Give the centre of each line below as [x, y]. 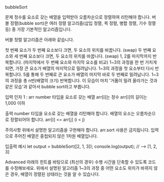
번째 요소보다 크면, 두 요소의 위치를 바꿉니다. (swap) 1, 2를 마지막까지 [85, 56]
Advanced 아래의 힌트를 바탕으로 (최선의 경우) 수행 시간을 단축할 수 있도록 [76, 162]
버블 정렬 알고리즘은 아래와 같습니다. [40, 40]
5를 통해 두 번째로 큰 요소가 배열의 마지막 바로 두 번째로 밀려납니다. [87, 74]
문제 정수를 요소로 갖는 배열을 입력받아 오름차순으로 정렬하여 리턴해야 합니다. [78, 17]
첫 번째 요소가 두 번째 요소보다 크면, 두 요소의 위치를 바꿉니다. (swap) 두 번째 [78, 50]
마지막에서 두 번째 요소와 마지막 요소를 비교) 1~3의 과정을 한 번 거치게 [91, 62]
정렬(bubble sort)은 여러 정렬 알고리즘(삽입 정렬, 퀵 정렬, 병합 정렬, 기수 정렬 [83, 23]
